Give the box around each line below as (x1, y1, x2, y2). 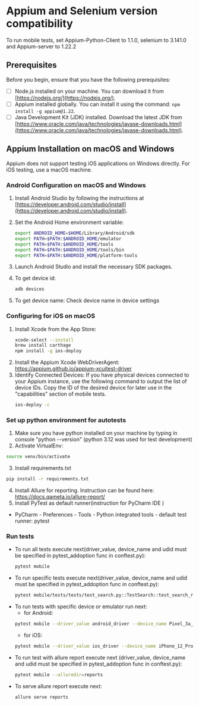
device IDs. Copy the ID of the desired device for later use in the (14, 384, 172, 391)
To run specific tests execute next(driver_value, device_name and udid (14, 574, 188, 581)
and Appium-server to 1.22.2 (6, 43, 76, 50)
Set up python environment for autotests (6, 416, 127, 424)
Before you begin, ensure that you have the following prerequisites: (6, 76, 170, 83)
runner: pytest (14, 517, 50, 525)
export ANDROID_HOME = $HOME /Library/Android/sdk (14, 231, 135, 237)
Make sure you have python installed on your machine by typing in (14, 430, 178, 437)
